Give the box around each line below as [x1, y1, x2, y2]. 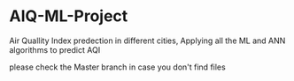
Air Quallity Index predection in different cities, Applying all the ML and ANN [9, 35, 286, 46]
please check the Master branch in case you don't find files [9, 62, 226, 72]
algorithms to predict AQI [9, 44, 101, 55]
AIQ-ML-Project [9, 6, 128, 26]
